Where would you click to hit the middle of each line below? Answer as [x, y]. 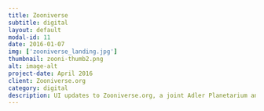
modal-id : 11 [29, 37]
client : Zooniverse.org [47, 81]
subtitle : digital [38, 23]
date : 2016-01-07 [37, 45]
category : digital [38, 88]
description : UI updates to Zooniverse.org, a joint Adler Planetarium [128, 95]
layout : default [35, 30]
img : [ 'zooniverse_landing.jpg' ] [63, 52]
